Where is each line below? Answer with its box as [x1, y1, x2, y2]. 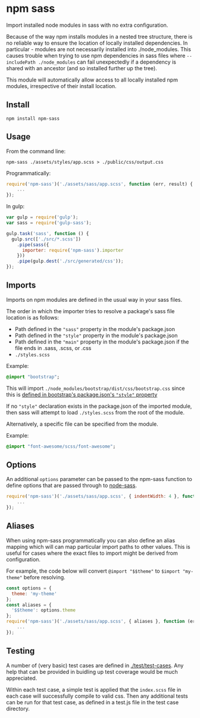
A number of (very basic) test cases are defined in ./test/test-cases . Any [6, 661, 184, 669]
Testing [6, 646, 35, 656]
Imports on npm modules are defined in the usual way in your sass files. [6, 296, 183, 303]
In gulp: [6, 203, 25, 210]
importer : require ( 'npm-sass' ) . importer [21, 247, 124, 253]
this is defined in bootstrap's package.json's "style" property [6, 391, 158, 398]
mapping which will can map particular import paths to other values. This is [6, 543, 190, 550]
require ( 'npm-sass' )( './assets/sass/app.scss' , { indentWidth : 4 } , [6, 494, 180, 500]
